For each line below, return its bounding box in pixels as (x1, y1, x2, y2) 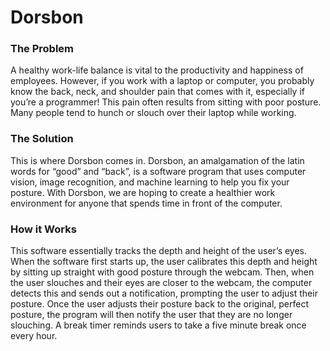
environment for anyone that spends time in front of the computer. (10, 197, 283, 209)
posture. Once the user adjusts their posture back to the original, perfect (10, 298, 310, 310)
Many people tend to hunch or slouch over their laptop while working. (10, 107, 297, 119)
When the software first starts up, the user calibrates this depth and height (10, 256, 318, 268)
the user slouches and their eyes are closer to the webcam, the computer (10, 277, 313, 289)
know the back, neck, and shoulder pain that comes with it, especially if (10, 86, 305, 98)
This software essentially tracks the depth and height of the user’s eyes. (10, 245, 308, 257)
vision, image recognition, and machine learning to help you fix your (10, 176, 290, 188)
